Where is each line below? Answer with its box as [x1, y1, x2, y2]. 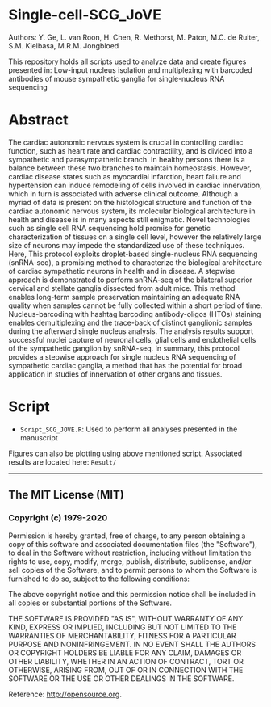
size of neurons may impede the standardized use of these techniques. [8, 240, 244, 250]
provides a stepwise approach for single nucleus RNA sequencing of [8, 351, 236, 361]
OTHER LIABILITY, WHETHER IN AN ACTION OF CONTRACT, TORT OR [8, 656, 244, 666]
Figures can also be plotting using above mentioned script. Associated [8, 448, 243, 458]
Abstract [8, 111, 69, 129]
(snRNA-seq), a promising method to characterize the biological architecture [8, 257, 263, 267]
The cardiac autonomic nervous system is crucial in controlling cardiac [8, 137, 244, 147]
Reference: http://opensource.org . [8, 689, 123, 699]
